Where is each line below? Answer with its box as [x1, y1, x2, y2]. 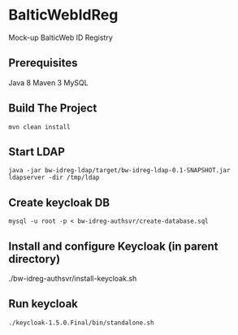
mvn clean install [8, 123, 71, 131]
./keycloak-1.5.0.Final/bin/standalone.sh [8, 319, 154, 327]
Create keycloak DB [8, 195, 110, 209]
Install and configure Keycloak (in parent [8, 239, 219, 253]
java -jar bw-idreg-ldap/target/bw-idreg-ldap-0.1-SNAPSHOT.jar [8, 167, 231, 175]
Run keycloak [8, 297, 79, 311]
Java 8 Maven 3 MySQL [8, 77, 89, 87]
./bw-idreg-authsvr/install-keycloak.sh [8, 274, 137, 283]
